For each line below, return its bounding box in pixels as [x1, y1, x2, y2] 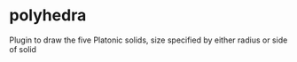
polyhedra [9, 5, 87, 26]
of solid [9, 43, 37, 54]
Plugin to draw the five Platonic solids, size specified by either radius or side [9, 35, 288, 45]
